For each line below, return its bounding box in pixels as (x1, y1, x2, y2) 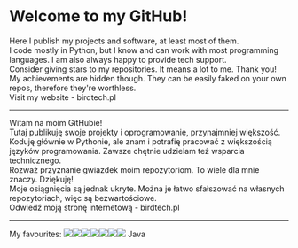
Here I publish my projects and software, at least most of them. (9, 35, 239, 46)
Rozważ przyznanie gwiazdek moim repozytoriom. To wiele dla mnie (9, 164, 260, 174)
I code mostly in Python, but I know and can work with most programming (9, 44, 279, 55)
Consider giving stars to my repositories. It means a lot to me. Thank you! (9, 64, 278, 74)
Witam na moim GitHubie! (9, 117, 103, 128)
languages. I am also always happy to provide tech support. (9, 54, 228, 65)
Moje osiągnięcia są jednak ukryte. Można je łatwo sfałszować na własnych (9, 183, 286, 194)
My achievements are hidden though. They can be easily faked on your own (9, 73, 286, 83)
